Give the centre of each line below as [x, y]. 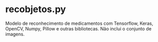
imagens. [15, 34]
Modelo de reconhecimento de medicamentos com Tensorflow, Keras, [79, 23]
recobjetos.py [36, 9]
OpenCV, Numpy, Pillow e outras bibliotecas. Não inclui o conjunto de [78, 28]
